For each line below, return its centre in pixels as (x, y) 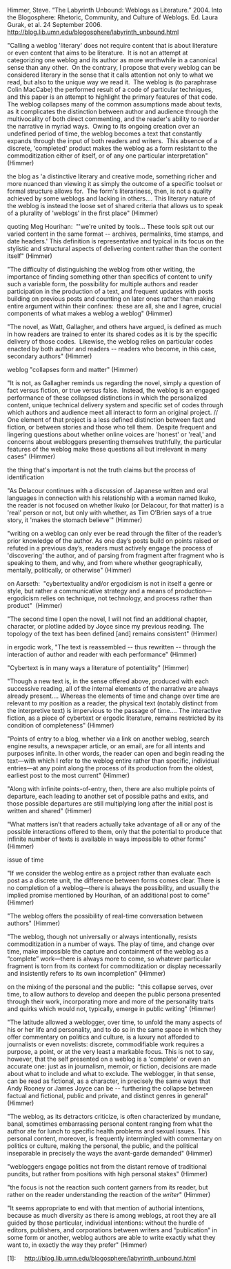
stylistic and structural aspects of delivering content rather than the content (114, 249)
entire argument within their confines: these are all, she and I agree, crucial (114, 306)
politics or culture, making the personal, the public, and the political (103, 1146)
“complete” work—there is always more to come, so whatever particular (109, 958)
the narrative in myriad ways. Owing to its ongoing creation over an (103, 126)
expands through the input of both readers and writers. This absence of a (112, 141)
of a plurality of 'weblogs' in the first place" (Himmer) (83, 213)
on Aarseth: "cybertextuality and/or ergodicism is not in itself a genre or (110, 583)
